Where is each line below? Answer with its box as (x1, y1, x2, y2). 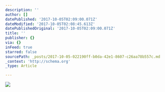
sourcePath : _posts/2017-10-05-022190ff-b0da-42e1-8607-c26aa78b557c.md (5, 54, 160, 59)
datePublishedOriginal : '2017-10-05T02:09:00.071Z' (5, 26, 115, 31)
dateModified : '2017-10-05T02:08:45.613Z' (5, 21, 95, 27)
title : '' (5, 31, 26, 36)
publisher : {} (5, 36, 35, 41)
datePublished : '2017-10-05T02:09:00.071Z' (5, 17, 98, 22)
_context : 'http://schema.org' (5, 59, 71, 64)
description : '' (5, 7, 39, 13)
